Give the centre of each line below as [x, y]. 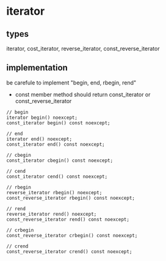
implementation [37, 68]
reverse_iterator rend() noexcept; [52, 214]
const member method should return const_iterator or [83, 94]
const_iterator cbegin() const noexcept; [60, 161]
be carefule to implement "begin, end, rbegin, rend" [71, 82]
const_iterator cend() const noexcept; [57, 176]
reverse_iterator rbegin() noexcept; [54, 192]
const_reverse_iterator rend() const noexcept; [68, 219]
